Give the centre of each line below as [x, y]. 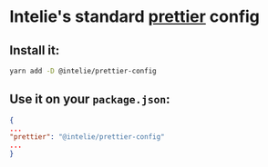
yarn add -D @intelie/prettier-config [83, 71]
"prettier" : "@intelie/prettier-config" [88, 137]
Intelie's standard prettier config [134, 17]
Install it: [35, 50]
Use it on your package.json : [90, 99]
